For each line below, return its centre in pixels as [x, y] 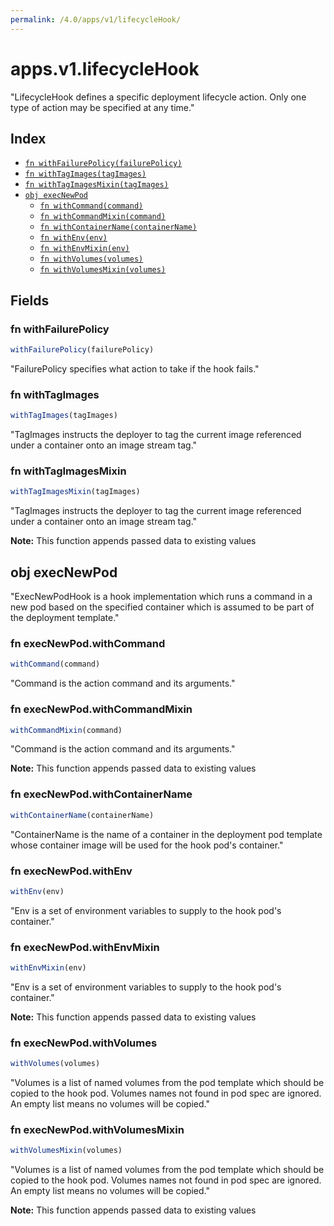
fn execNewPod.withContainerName [101, 794]
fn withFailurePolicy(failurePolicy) [103, 164]
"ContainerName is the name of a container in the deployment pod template [166, 834]
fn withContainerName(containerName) [118, 227]
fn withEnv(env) [73, 238]
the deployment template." [65, 618]
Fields [30, 300]
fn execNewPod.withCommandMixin [101, 709]
